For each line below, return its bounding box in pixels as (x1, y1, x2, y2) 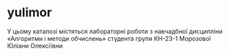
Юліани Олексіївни (7, 41, 63, 50)
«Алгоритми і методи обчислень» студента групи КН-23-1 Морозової (7, 34, 211, 42)
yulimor (7, 5, 52, 20)
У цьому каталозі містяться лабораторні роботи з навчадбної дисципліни (7, 27, 223, 35)
